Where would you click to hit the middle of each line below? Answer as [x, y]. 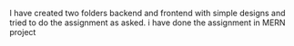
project [23, 32]
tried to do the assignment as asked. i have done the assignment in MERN [147, 23]
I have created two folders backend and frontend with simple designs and [147, 13]
